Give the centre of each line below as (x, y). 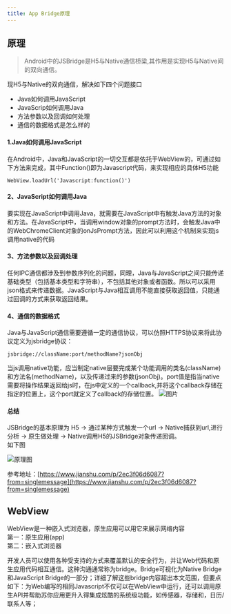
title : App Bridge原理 (39, 13)
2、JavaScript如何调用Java (47, 197)
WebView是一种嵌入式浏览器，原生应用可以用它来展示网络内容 (96, 528)
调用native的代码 (31, 239)
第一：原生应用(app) (36, 537)
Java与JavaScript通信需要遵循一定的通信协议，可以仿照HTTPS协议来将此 (111, 333)
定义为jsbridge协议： (43, 341)
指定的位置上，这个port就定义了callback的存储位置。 (82, 394)
